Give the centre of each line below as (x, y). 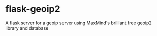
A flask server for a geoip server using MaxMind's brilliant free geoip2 (78, 23)
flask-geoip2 (33, 9)
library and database (27, 28)
